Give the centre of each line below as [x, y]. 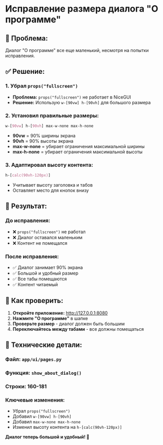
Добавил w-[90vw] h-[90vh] [42, 416]
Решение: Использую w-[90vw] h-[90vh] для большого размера [82, 102]
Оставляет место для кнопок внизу [51, 191]
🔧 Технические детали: [44, 345]
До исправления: [28, 220]
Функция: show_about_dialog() [43, 373]
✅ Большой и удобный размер [45, 273]
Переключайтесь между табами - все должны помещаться [78, 329]
